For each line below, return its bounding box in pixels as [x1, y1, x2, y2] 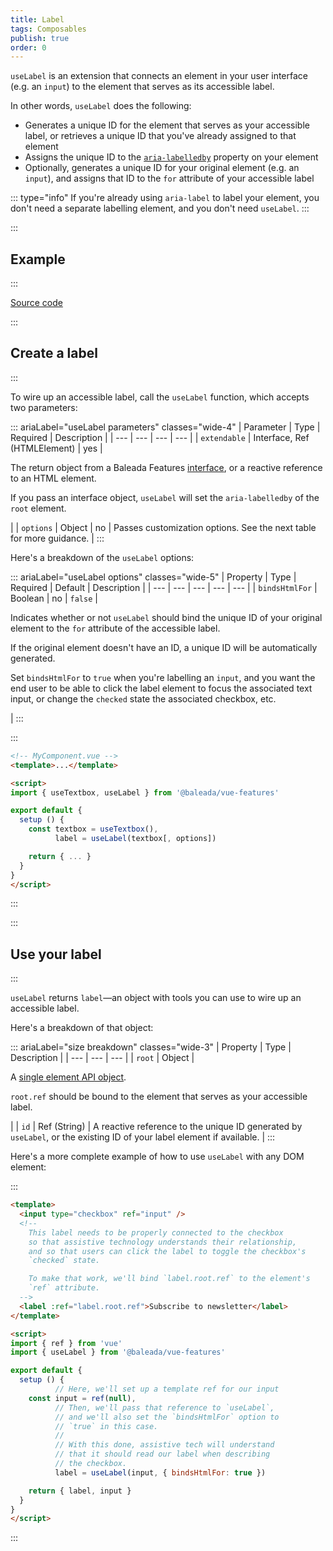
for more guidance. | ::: [10, 532, 105, 544]
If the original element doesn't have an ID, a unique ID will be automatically [10, 641, 318, 653]
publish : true [10, 33, 70, 43]
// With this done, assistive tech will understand [54, 1440, 275, 1450]
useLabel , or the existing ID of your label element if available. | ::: [10, 1131, 276, 1143]
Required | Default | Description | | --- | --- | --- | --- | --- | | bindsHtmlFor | [10, 581, 318, 593]
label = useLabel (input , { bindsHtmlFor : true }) [54, 1467, 267, 1478]
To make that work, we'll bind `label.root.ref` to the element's [28, 1274, 311, 1284]
